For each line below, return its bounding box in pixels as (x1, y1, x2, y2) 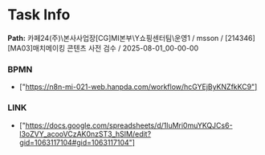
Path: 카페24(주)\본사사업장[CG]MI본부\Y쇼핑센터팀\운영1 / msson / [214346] (7, 33, 256, 43)
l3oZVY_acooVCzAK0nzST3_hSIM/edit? (18, 128, 152, 138)
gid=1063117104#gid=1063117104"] (18, 137, 136, 147)
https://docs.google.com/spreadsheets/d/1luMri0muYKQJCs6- (25, 120, 234, 130)
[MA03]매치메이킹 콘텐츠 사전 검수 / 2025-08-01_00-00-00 (7, 43, 199, 53)
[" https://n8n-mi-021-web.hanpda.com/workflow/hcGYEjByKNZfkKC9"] (18, 82, 258, 92)
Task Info (7, 6, 71, 24)
